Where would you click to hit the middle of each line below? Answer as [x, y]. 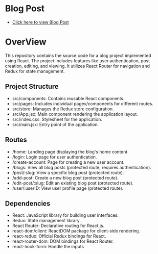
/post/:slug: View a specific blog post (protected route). [68, 173]
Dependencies [28, 203]
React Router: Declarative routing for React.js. [58, 226]
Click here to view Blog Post [41, 22]
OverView [26, 42]
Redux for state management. [35, 71]
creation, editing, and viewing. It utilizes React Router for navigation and [78, 66]
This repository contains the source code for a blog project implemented [78, 55]
